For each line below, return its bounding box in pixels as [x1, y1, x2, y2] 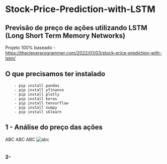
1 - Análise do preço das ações [5, 123, 103, 131]
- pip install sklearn [14, 109, 62, 114]
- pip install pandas [14, 83, 59, 88]
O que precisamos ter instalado [5, 70, 106, 78]
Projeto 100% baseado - [5, 45, 56, 51]
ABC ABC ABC [5, 136, 36, 142]
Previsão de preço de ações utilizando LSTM [5, 24, 147, 32]
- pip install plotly [14, 92, 59, 97]
